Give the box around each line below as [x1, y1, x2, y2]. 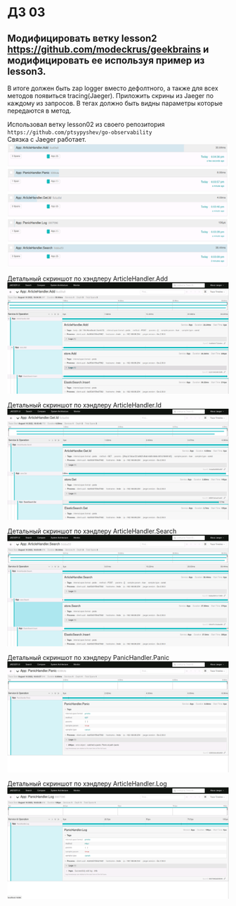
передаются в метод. [7, 106, 72, 115]
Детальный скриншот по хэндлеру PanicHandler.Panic [7, 653, 170, 661]
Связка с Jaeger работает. [7, 135, 86, 143]
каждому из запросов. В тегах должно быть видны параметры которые [7, 99, 223, 107]
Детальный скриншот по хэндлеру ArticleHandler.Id [7, 400, 162, 409]
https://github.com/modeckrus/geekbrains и [7, 43, 209, 55]
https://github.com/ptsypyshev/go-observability [7, 129, 152, 136]
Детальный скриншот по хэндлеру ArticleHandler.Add [7, 274, 169, 283]
